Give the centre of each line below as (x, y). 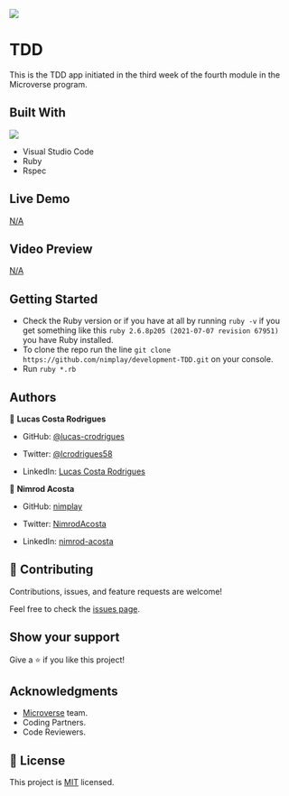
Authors (33, 397)
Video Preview (51, 249)
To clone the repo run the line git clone (97, 350)
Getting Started (54, 299)
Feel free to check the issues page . (75, 608)
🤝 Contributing (51, 570)
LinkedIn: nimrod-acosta (68, 541)
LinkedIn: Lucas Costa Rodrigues (84, 471)
